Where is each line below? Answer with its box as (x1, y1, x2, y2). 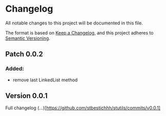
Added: (5, 65, 24, 72)
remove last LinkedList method (12, 77, 78, 83)
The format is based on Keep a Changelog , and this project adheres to (5, 30, 154, 36)
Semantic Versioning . (5, 35, 50, 41)
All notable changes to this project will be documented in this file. (5, 20, 143, 26)
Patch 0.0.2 (5, 50, 44, 59)
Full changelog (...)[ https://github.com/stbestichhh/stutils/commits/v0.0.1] (5, 105, 160, 111)
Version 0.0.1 (5, 92, 48, 100)
